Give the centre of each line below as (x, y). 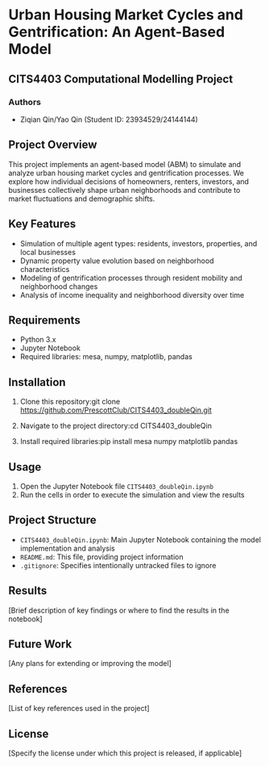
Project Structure (52, 520)
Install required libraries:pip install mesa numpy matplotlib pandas (129, 442)
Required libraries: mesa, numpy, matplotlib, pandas (106, 357)
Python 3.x (38, 340)
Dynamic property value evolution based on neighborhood (117, 261)
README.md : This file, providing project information (101, 557)
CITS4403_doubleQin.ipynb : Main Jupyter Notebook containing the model (141, 539)
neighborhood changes (59, 286)
